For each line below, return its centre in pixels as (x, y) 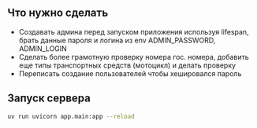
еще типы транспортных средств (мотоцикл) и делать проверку (127, 65)
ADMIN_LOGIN (43, 48)
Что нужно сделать (58, 13)
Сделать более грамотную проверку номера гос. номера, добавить (134, 57)
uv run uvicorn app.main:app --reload (71, 116)
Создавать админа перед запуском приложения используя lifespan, (134, 31)
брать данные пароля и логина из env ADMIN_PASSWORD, (117, 40)
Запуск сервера (49, 99)
